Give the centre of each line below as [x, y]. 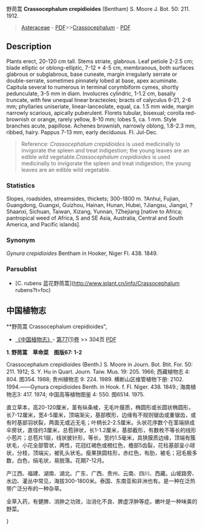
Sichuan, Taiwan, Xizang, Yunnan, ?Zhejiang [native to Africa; [106, 212]
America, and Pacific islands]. [43, 225]
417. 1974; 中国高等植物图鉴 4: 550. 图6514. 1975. [84, 394]
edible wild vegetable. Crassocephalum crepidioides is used [96, 157]
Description [29, 46]
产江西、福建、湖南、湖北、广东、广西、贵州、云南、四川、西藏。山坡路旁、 [102, 473]
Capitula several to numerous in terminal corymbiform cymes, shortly [92, 87]
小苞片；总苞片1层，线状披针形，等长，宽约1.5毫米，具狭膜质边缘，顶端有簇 [101, 437]
